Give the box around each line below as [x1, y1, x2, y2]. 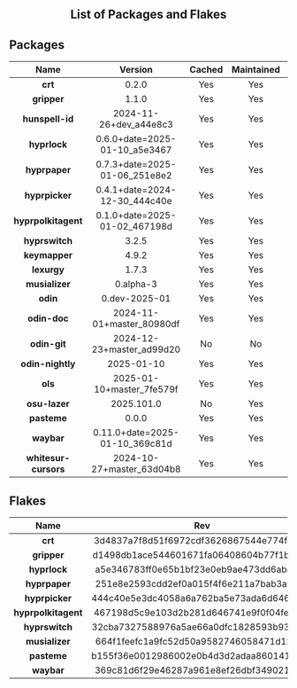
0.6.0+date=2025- [95, 133, 177, 145]
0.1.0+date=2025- [95, 209, 177, 222]
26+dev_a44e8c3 [98, 119, 174, 131]
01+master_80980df [92, 318, 180, 331]
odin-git [29, 338, 66, 350]
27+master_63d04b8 [91, 463, 181, 475]
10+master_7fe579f [94, 383, 179, 395]
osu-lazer [26, 398, 71, 410]
